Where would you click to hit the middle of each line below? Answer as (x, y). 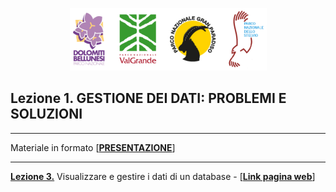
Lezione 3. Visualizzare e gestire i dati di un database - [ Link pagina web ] (163, 176)
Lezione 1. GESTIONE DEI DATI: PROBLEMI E (148, 98)
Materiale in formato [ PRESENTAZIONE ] (93, 147)
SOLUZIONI (46, 114)
